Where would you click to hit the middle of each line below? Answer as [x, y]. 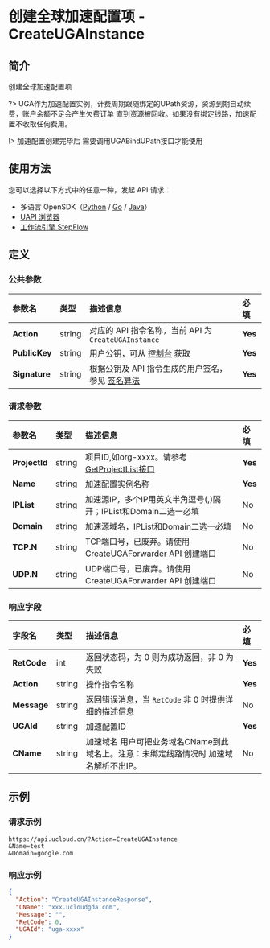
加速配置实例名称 [118, 484]
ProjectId [30, 462]
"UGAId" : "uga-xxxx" [50, 929]
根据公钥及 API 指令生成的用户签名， [158, 369]
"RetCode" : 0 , [39, 922]
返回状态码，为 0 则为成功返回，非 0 [154, 657]
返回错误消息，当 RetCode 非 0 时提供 [155, 699]
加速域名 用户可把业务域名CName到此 [157, 742]
